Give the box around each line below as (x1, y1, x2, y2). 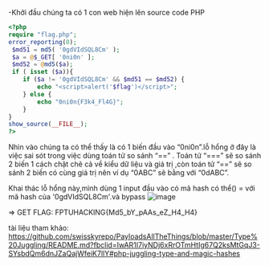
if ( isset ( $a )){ (11, 68, 74, 76)
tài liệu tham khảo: (8, 223, 70, 233)
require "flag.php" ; (8, 31, 78, 39)
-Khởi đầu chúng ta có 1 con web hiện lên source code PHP (8, 8, 206, 17)
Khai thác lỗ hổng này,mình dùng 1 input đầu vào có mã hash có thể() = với (8, 183, 255, 193)
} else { (22, 90, 52, 98)
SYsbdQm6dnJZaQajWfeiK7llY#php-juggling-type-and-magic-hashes (8, 249, 241, 259)
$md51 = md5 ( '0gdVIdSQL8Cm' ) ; (11, 45, 120, 54)
